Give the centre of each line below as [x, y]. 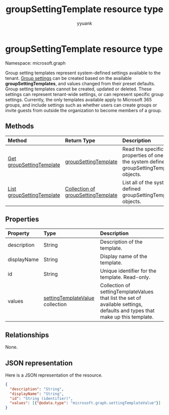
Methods [20, 126]
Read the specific [143, 149]
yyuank [84, 23]
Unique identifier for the [128, 271]
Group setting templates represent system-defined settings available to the [83, 73]
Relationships [27, 335]
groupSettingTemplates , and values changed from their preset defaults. [80, 83]
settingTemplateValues [127, 292]
